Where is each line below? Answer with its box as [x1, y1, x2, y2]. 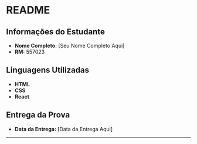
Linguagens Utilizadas [6, 65, 90, 75]
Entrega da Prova [6, 110, 70, 120]
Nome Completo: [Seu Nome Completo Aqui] [14, 42, 125, 49]
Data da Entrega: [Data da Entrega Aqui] [14, 125, 113, 132]
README [6, 3, 50, 17]
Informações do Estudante [6, 27, 106, 37]
